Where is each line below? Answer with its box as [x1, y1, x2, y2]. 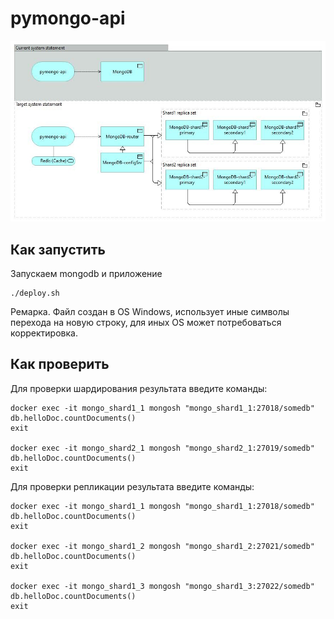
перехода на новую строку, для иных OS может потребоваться [10, 316, 282, 328]
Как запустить [10, 241, 106, 258]
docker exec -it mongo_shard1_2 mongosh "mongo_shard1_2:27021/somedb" [10, 541, 315, 551]
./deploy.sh [10, 288, 60, 298]
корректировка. [10, 327, 78, 339]
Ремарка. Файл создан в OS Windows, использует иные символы [10, 305, 290, 317]
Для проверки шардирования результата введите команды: [10, 382, 268, 394]
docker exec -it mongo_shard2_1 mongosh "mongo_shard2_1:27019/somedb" [10, 443, 315, 453]
